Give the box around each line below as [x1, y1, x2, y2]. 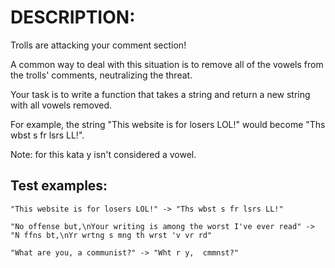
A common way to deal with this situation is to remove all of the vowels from [10, 58, 324, 70]
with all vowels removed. [10, 99, 112, 111]
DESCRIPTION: [10, 6, 136, 29]
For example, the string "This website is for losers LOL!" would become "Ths [10, 118, 326, 130]
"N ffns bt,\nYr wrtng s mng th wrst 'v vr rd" [10, 230, 213, 240]
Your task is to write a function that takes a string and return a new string [10, 88, 311, 100]
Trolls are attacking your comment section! [10, 39, 187, 51]
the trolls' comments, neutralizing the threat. [10, 69, 193, 81]
